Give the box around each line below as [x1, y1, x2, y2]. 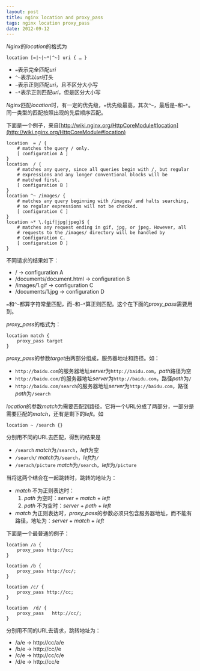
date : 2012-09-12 [6, 25, 50, 32]
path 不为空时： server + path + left [23, 502, 111, 509]
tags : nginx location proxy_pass [6, 20, 90, 26]
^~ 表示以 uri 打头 [14, 73, 54, 81]
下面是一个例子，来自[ [6, 122, 61, 129]
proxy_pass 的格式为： [6, 321, 61, 328]
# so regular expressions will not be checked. [17, 203, 138, 209]
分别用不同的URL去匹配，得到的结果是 [6, 434, 101, 441]
